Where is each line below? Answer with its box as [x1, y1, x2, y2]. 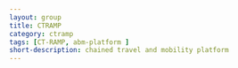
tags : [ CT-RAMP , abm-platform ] [9, 37, 129, 47]
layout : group [9, 12, 62, 22]
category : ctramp [9, 29, 74, 38]
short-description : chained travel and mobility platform [9, 46, 229, 55]
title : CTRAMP [9, 21, 62, 30]
